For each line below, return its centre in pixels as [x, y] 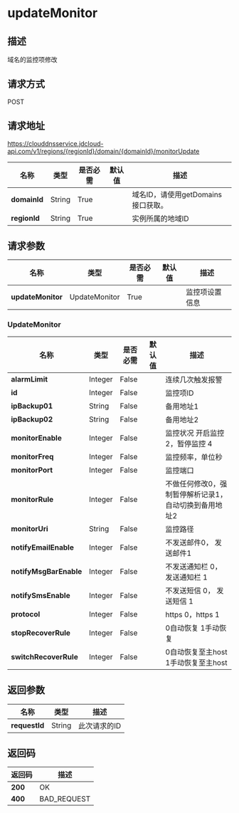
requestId [28, 725]
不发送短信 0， [190, 590]
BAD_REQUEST [65, 799]
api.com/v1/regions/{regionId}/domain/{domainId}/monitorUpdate [103, 151]
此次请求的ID [100, 725]
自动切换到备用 [190, 505]
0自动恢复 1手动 [192, 628]
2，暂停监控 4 [189, 444]
